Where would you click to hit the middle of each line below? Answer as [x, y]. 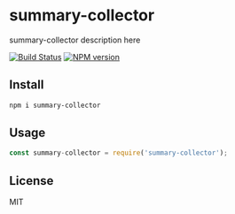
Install [27, 85]
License [31, 181]
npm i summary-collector [55, 105]
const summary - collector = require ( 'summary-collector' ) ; [118, 153]
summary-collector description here [75, 40]
